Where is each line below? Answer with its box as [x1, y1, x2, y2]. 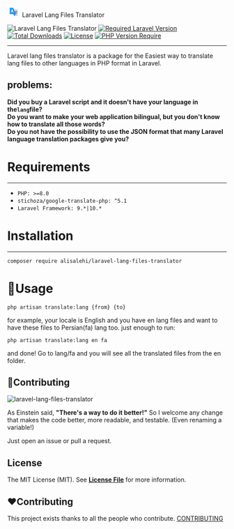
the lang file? [7, 105, 43, 114]
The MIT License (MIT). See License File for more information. [7, 475, 187, 484]
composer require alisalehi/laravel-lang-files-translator [7, 257, 182, 264]
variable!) [7, 423, 35, 431]
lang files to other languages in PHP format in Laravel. [7, 59, 162, 67]
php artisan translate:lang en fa [7, 337, 108, 344]
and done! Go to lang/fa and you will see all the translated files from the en [7, 348, 221, 358]
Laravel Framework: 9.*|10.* [17, 205, 102, 212]
